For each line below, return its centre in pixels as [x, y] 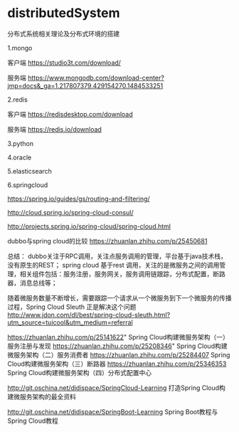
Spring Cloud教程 [33, 421]
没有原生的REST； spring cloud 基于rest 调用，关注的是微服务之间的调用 [113, 265]
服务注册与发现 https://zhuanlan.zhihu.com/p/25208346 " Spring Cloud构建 [117, 346]
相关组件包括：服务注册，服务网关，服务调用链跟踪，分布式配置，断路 [122, 274]
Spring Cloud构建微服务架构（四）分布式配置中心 [80, 372]
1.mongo [20, 48]
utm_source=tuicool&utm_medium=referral [70, 322]
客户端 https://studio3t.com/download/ [64, 63]
